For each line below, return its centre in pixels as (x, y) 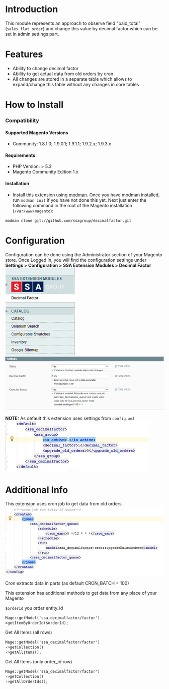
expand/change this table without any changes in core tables (76, 84)
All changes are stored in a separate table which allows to (72, 79)
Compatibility (22, 121)
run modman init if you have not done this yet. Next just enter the (79, 200)
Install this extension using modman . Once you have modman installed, (86, 195)
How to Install (34, 105)
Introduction (32, 9)
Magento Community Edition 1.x (46, 172)
